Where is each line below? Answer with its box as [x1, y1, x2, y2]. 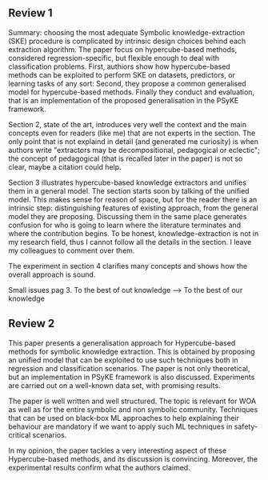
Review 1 [8, 6, 54, 20]
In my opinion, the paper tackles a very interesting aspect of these [8, 446, 227, 455]
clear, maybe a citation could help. [8, 162, 122, 171]
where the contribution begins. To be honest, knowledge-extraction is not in [8, 228, 259, 238]
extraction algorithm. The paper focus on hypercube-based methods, [8, 44, 238, 54]
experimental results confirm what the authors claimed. [8, 462, 190, 472]
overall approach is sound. [8, 270, 96, 279]
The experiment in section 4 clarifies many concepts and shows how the [8, 261, 248, 270]
